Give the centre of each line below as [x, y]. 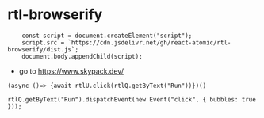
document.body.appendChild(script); [82, 56]
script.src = [43, 42]
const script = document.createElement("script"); [107, 36]
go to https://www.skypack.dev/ [71, 71]
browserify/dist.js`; [43, 49]
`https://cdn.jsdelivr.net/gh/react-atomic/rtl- [149, 42]
